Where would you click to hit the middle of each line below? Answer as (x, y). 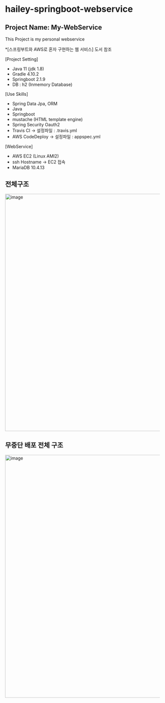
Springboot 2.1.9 (29, 79)
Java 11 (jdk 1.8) (28, 69)
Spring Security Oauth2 (36, 125)
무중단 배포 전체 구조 (34, 445)
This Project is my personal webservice (45, 39)
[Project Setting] (22, 59)
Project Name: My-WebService (54, 27)
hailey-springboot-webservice (69, 9)
